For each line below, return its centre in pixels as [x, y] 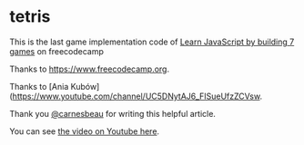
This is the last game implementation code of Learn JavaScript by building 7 [152, 42]
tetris [30, 17]
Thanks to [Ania [39, 86]
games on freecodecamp [57, 51]
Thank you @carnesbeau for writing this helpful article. [113, 113]
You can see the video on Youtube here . [85, 131]
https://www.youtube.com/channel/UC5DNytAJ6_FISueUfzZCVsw [136, 96]
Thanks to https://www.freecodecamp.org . [90, 69]
